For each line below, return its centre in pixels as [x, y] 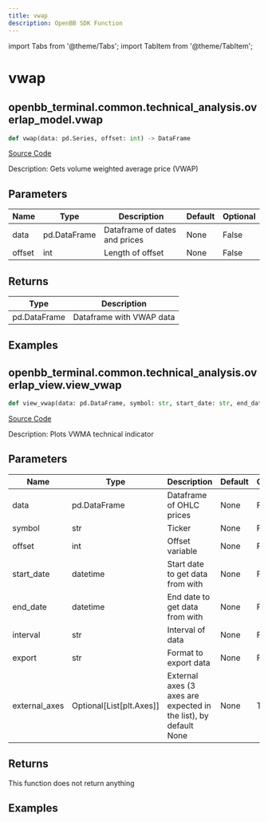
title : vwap [28, 16]
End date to [189, 597]
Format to [185, 653]
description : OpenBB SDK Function [66, 23]
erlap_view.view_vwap [65, 385]
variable [182, 551]
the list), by [188, 715]
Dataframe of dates [140, 230]
